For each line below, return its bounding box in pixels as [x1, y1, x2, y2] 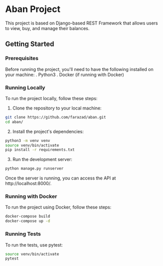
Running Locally [5, 84, 45, 91]
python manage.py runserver [5, 166, 64, 171]
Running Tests [5, 230, 41, 237]
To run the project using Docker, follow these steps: [5, 204, 111, 210]
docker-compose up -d [5, 218, 50, 223]
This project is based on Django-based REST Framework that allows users [5, 20, 158, 26]
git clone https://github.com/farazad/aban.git [5, 114, 106, 119]
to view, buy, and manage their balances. [5, 25, 90, 31]
